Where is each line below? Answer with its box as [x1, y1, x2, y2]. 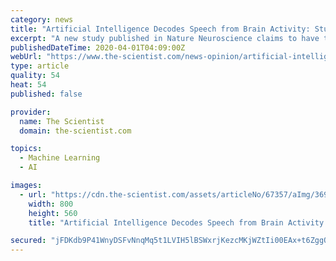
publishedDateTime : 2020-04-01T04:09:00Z [10, 42, 186, 53]
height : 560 [28, 208, 78, 218]
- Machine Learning [19, 153, 101, 163]
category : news [10, 14, 74, 25]
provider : [10, 107, 52, 117]
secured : [10, 236, 47, 246]
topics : [10, 144, 43, 154]
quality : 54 [10, 71, 60, 81]
